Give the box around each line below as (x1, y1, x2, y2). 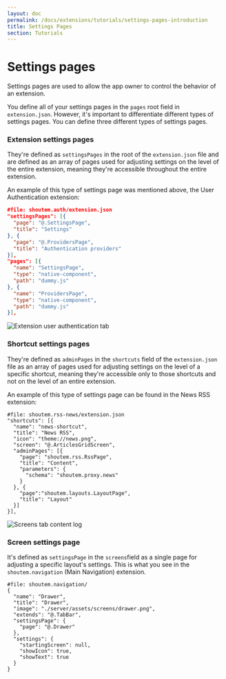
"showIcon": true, (19, 647, 72, 654)
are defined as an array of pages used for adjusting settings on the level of (7, 158, 219, 166)
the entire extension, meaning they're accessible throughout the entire (7, 165, 207, 174)
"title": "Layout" (19, 496, 72, 503)
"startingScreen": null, (19, 641, 91, 649)
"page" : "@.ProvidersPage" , (13, 239, 94, 245)
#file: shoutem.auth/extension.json (7, 207, 112, 214)
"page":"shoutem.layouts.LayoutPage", (19, 490, 131, 496)
